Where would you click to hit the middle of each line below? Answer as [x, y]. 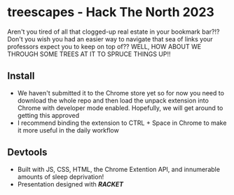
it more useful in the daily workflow [68, 130]
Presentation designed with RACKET [70, 184]
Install [21, 76]
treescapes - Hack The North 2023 [111, 12]
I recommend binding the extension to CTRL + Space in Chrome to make [122, 123]
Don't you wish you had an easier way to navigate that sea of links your [110, 39]
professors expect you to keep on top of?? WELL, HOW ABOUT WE [104, 46]
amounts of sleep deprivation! [61, 177]
